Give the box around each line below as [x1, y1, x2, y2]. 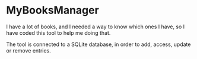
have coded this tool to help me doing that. [6, 29, 111, 36]
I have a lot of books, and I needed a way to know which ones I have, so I [6, 23, 185, 30]
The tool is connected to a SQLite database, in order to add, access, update [6, 41, 191, 48]
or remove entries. [6, 47, 52, 54]
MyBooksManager [6, 4, 99, 17]
